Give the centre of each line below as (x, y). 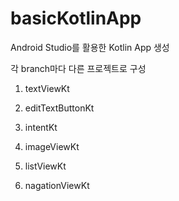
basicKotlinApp (76, 18)
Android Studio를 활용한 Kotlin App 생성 (90, 47)
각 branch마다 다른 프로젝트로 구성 (78, 68)
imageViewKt (52, 146)
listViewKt (45, 166)
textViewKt (47, 88)
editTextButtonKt (59, 108)
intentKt (41, 127)
